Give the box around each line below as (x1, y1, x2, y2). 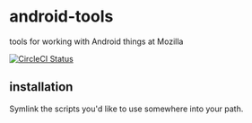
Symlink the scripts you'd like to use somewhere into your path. (9, 103, 244, 114)
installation (9, 79, 74, 95)
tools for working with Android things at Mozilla (9, 36, 184, 47)
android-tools (9, 6, 114, 27)
